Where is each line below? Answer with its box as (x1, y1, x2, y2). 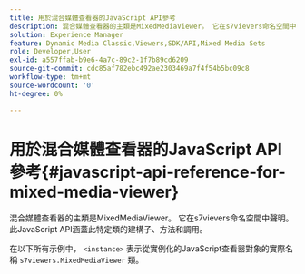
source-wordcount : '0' (9, 81, 95, 90)
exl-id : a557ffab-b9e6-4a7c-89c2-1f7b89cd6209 (9, 55, 189, 64)
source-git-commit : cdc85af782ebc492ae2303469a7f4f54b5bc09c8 (9, 64, 250, 73)
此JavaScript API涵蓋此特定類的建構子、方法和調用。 (9, 224, 208, 235)
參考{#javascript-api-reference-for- (9, 161, 286, 182)
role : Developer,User (9, 47, 92, 56)
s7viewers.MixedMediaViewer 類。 (19, 255, 144, 266)
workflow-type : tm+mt (9, 73, 92, 82)
